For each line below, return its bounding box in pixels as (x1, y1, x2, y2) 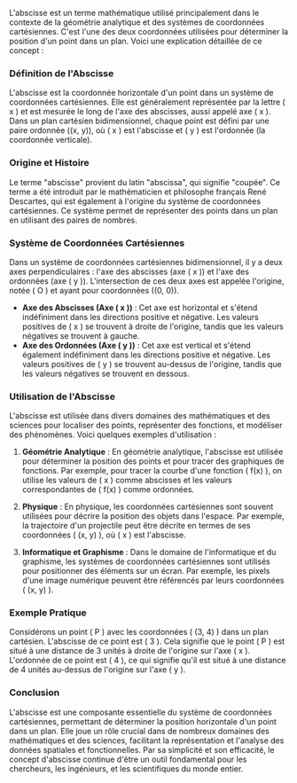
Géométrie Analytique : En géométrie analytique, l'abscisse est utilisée (21, 447, 284, 458)
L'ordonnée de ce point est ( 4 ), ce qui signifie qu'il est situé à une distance (9, 655, 286, 666)
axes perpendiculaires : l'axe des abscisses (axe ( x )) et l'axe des (9, 266, 250, 277)
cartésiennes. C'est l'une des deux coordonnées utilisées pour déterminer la (9, 27, 289, 36)
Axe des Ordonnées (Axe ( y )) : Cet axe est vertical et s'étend (21, 340, 251, 350)
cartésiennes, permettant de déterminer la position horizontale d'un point (9, 716, 277, 726)
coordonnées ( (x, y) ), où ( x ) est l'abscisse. (21, 529, 186, 540)
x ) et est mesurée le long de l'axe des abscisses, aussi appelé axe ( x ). (9, 106, 271, 117)
